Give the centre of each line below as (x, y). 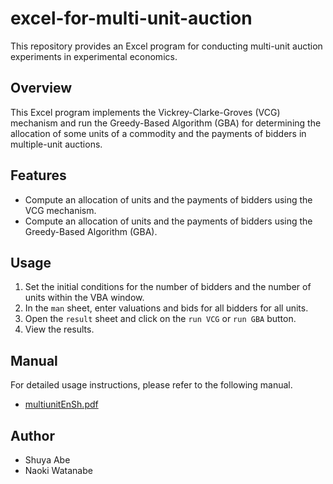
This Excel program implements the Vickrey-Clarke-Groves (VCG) (145, 112)
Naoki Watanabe (58, 470)
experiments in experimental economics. (94, 56)
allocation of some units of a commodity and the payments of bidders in (158, 133)
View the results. (59, 329)
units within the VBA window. (84, 298)
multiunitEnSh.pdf (61, 404)
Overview (41, 88)
